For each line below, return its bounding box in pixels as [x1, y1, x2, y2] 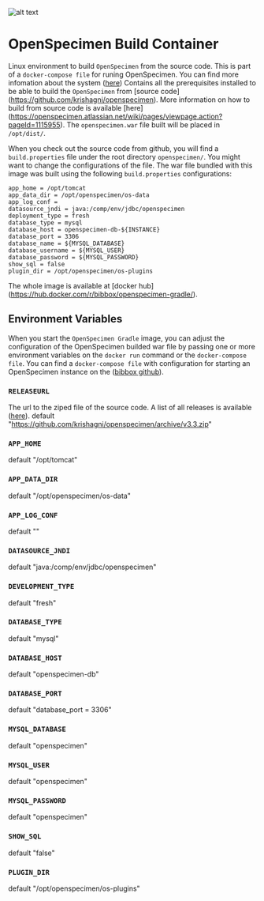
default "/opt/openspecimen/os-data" [8, 491, 132, 500]
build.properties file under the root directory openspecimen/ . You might [8, 152, 240, 161]
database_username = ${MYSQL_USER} [8, 246, 125, 254]
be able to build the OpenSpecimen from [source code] [8, 86, 180, 96]
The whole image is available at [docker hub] [8, 281, 154, 290]
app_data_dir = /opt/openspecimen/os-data [8, 190, 150, 199]
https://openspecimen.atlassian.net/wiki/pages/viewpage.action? [10, 111, 223, 121]
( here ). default [8, 411, 55, 420]
